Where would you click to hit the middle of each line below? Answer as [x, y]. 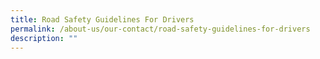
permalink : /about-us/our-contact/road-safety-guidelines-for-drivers [160, 29]
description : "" [44, 38]
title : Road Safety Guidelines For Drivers [102, 19]
